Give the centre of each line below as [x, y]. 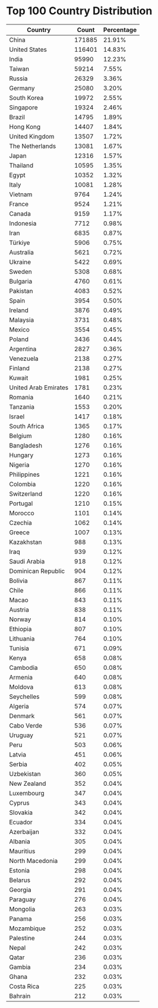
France [19, 204]
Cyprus [19, 802]
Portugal [21, 503]
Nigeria [19, 465]
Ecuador [21, 822]
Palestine [22, 938]
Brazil [17, 117]
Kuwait [19, 377]
